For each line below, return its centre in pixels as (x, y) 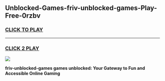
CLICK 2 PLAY (22, 48)
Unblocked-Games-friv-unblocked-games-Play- (81, 8)
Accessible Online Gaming (33, 73)
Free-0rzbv (23, 16)
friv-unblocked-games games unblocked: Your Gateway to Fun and (75, 68)
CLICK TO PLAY (24, 30)
